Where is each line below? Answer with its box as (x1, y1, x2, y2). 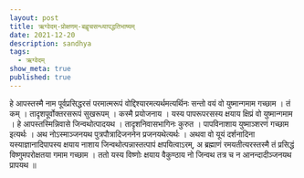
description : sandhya (9, 38, 92, 48)
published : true (9, 73, 71, 82)
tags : (9, 47, 30, 57)
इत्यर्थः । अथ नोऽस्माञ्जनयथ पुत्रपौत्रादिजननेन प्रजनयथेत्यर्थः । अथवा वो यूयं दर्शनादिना (9, 129, 256, 140)
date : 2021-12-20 (9, 30, 76, 39)
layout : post (9, 13, 59, 23)
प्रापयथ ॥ (9, 159, 37, 170)
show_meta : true (9, 65, 71, 74)
